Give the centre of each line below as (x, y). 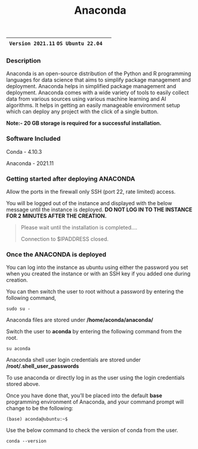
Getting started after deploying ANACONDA (71, 178)
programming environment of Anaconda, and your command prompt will (95, 402)
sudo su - (18, 309)
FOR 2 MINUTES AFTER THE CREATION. (57, 216)
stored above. (23, 384)
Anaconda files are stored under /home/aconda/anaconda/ (80, 320)
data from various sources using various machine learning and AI (86, 99)
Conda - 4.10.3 (24, 151)
